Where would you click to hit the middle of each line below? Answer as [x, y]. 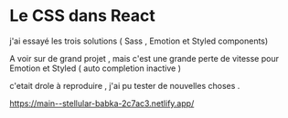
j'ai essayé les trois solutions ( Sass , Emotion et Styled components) [139, 41]
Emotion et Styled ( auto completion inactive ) [95, 68]
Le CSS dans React [82, 16]
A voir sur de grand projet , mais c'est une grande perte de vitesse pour [144, 58]
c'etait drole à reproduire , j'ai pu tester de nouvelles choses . [125, 85]
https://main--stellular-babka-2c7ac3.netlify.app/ [102, 103]
